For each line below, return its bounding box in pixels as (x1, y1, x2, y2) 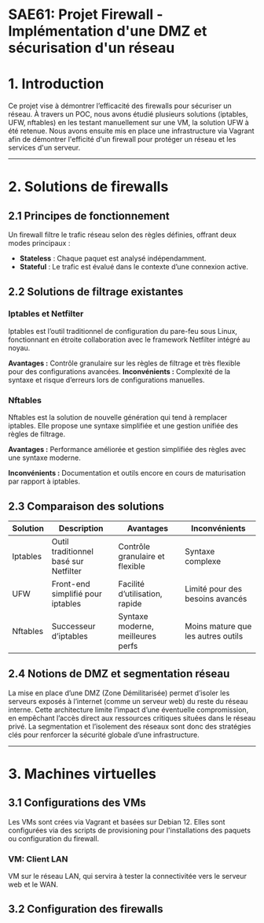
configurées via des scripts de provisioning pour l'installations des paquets (8, 825, 251, 835)
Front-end (51, 578, 90, 589)
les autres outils (184, 630, 244, 641)
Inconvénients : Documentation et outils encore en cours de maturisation (8, 469, 246, 478)
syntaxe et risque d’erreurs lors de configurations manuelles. (8, 375, 205, 384)
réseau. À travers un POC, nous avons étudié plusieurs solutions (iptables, (8, 109, 248, 119)
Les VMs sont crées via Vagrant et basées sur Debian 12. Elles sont (8, 817, 225, 826)
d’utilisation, (118, 588, 163, 599)
